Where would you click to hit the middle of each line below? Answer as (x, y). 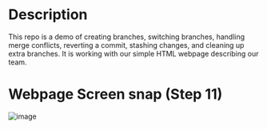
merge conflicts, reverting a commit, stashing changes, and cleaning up (126, 45)
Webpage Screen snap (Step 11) (116, 94)
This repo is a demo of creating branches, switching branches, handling (127, 37)
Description (48, 15)
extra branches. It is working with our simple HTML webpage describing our (133, 53)
